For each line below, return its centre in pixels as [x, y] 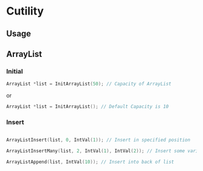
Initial [14, 71]
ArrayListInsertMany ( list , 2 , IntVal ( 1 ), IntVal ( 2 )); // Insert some [96, 151]
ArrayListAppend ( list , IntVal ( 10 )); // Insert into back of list [90, 162]
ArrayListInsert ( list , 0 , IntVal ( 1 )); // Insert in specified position [98, 140]
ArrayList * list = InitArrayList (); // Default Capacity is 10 [88, 107]
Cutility [25, 11]
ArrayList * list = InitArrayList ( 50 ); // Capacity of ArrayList [89, 84]
